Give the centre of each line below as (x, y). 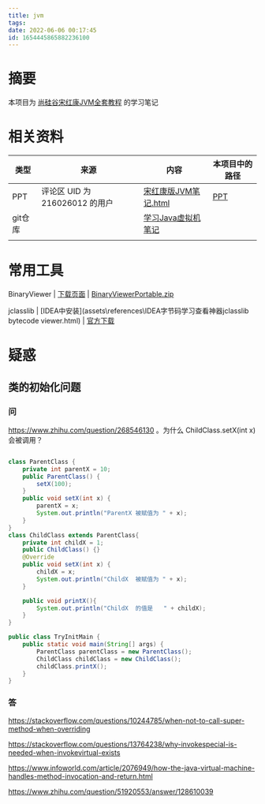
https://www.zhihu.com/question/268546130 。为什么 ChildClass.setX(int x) (132, 430)
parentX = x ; (58, 506)
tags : (17, 23)
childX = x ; (56, 572)
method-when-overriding (49, 729)
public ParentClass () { (62, 477)
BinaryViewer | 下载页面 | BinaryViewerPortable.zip (91, 294)
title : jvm (26, 15)
